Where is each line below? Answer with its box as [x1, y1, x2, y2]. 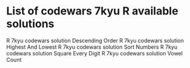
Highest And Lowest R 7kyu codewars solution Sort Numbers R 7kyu [6, 43, 178, 51]
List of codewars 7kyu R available [6, 4, 178, 18]
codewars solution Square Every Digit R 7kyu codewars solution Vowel [6, 49, 183, 57]
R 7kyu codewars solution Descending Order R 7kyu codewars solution [6, 37, 184, 44]
